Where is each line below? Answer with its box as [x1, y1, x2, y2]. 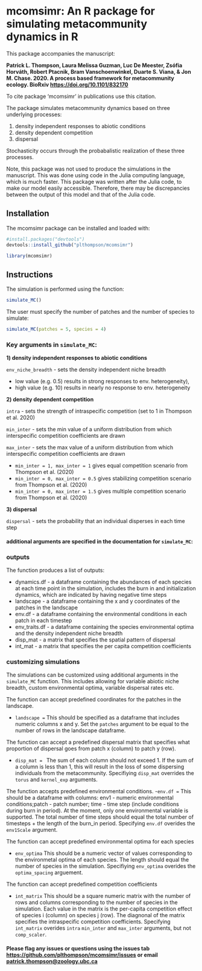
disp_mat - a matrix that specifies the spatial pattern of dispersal [14, 636, 176, 643]
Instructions [6, 269, 53, 279]
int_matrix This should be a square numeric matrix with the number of [14, 892, 191, 900]
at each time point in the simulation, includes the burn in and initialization [14, 585, 196, 592]
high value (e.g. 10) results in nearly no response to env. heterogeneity [14, 384, 191, 391]
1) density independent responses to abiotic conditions [6, 354, 148, 362]
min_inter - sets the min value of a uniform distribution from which [6, 426, 172, 433]
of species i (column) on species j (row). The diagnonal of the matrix [14, 912, 185, 919]
